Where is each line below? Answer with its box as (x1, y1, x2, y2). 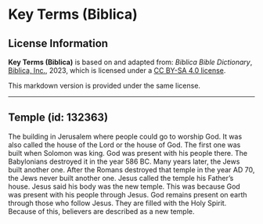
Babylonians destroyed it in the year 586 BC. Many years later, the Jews (8, 157, 240, 166)
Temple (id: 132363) (8, 111, 108, 125)
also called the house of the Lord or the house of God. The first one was (8, 139, 241, 150)
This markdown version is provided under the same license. (8, 81, 201, 90)
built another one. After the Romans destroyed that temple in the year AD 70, (8, 164, 255, 174)
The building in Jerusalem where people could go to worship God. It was (8, 132, 243, 141)
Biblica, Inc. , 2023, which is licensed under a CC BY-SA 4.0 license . (8, 66, 226, 75)
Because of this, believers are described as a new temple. (8, 206, 195, 216)
